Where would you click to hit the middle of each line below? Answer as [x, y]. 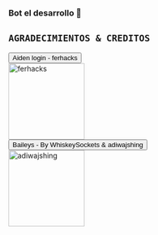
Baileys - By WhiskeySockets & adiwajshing [78, 144]
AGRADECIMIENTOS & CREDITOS [79, 38]
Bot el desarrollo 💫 [45, 13]
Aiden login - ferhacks [45, 57]
